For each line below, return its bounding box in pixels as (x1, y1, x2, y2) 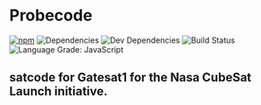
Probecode (9, 5, 93, 26)
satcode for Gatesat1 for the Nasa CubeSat (9, 70, 252, 85)
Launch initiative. (9, 84, 108, 99)
